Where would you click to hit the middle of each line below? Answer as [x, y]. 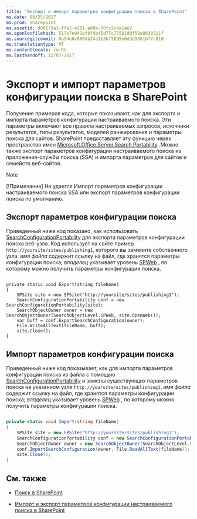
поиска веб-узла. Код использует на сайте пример [70, 244]
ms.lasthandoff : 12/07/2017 [40, 55]
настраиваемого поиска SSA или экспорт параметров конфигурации [93, 192]
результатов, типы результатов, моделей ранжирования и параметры [94, 132]
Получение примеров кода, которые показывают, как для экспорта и [93, 113]
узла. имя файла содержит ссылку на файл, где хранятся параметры [93, 256]
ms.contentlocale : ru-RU [36, 50]
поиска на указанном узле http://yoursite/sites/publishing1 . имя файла [98, 387]
